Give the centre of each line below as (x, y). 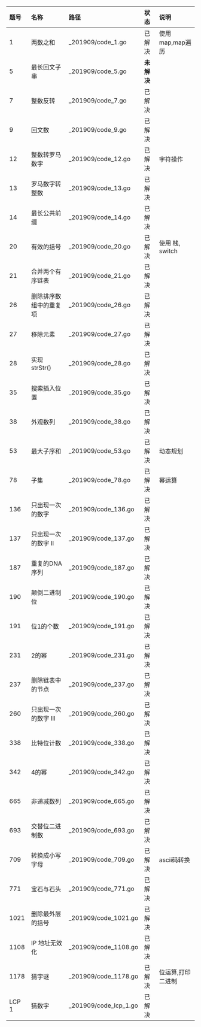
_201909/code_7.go (98, 100)
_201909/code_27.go (99, 334)
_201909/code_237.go (101, 684)
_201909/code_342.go (101, 772)
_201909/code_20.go (99, 246)
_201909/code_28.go (99, 363)
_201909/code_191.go (101, 626)
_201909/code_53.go (99, 451)
